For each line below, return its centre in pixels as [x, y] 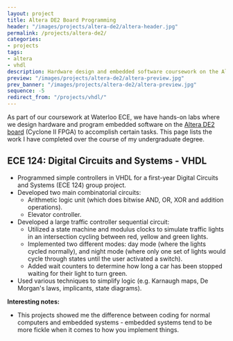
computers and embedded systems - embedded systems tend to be [115, 322]
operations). [45, 207]
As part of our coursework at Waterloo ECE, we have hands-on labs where [114, 117]
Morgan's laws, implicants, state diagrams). [79, 288]
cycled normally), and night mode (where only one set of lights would [127, 251]
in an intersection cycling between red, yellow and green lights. [118, 236]
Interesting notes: [34, 301]
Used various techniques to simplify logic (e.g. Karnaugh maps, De [113, 281]
